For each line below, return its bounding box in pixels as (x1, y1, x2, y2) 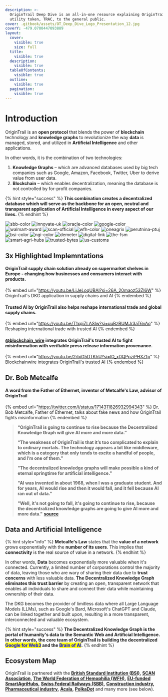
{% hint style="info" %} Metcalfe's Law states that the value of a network (5, 538, 159, 544)
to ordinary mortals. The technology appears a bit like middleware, (17, 444, 159, 450)
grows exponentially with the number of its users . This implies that (5, 544, 143, 550)
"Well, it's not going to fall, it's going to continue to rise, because (17, 500, 155, 506)
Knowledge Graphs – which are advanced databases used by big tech (12, 165, 158, 171)
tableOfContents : (9, 68, 46, 73)
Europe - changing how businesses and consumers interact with (5, 271, 142, 277)
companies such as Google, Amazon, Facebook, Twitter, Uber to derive (12, 170, 159, 176)
